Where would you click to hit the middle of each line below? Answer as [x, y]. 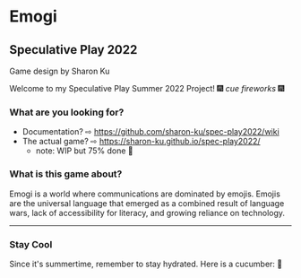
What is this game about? [66, 174]
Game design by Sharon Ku [60, 71]
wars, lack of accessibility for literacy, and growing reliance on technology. [147, 213]
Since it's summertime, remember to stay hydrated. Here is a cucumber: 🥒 [146, 264]
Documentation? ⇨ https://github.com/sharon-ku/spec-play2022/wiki [150, 132]
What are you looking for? [67, 112]
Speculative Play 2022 [73, 50]
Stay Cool [31, 244]
